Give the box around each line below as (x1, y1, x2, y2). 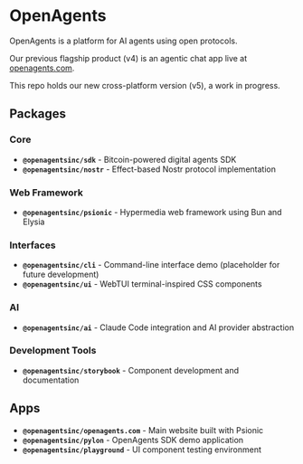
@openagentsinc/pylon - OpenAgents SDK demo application (22, 434, 244, 445)
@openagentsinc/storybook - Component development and (22, 365, 240, 375)
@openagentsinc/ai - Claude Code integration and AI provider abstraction (22, 322, 295, 333)
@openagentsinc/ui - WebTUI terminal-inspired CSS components (22, 279, 262, 289)
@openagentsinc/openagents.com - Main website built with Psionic (22, 424, 264, 435)
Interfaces (9, 239, 56, 251)
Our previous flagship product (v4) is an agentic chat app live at (9, 52, 248, 63)
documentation (22, 374, 80, 385)
